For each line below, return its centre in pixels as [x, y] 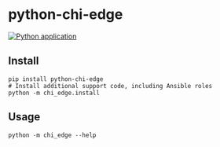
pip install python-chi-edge [56, 79]
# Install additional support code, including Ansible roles [110, 86]
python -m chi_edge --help [52, 135]
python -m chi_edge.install [54, 93]
